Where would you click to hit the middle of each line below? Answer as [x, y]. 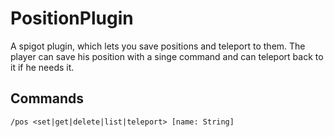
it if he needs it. [42, 67]
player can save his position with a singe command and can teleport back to [167, 56]
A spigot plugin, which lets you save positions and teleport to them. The [158, 46]
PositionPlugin [72, 18]
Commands [47, 98]
